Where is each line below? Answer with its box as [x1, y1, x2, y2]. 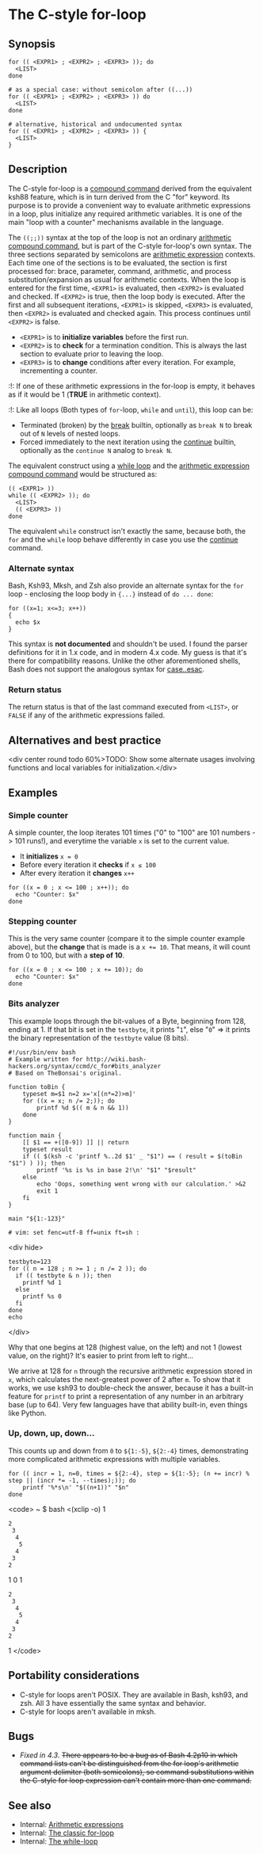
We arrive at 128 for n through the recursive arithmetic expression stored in [8, 1366, 253, 1376]
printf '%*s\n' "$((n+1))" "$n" [22, 1483, 129, 1491]
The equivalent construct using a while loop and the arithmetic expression [8, 461, 250, 470]
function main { [8, 1131, 62, 1140]
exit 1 [36, 1186, 59, 1195]
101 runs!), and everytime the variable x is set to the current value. [14, 836, 230, 845]
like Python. [8, 1408, 47, 1418]
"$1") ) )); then [8, 1159, 66, 1167]
